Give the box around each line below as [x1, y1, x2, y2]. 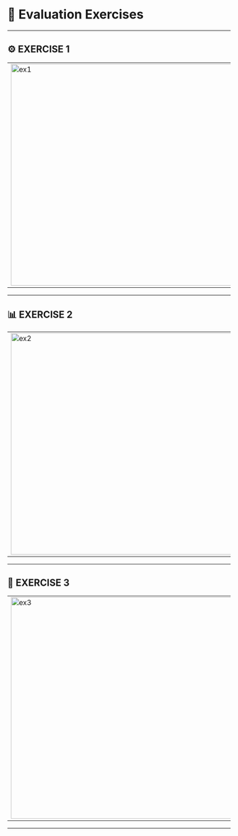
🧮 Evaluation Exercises [7, 6, 144, 23]
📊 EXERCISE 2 [7, 308, 73, 321]
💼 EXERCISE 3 [7, 576, 70, 589]
